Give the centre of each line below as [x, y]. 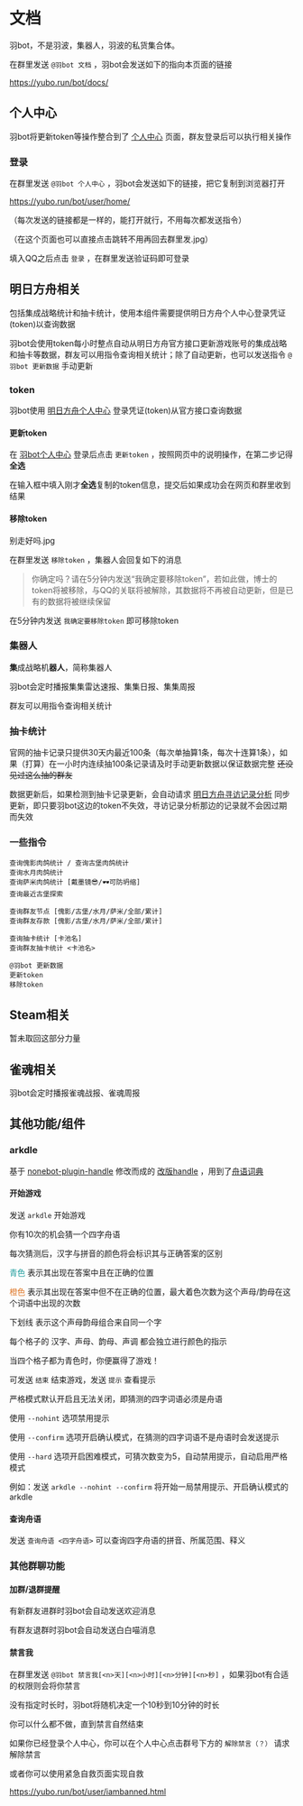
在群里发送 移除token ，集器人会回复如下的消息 [96, 559]
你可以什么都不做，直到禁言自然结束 [77, 1724]
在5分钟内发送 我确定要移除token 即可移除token [94, 620]
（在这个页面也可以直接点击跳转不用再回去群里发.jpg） [111, 239]
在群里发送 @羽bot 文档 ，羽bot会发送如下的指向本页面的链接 [121, 64]
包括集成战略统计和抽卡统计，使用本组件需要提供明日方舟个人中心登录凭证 [147, 313]
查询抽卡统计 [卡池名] [46, 939]
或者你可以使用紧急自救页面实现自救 [77, 1774]
